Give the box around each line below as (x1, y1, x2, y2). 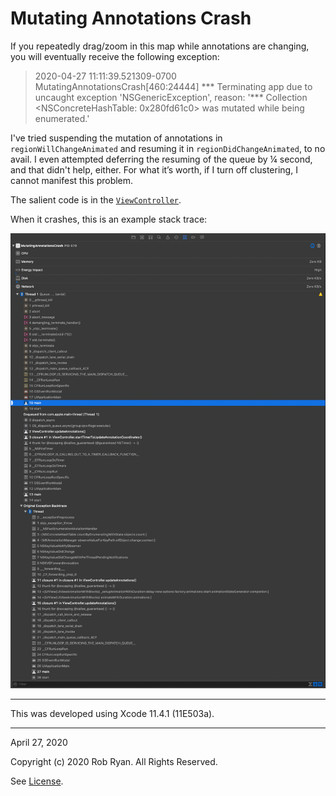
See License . (10, 775, 64, 787)
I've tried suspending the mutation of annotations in (10, 132, 223, 144)
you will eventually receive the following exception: (10, 50, 220, 62)
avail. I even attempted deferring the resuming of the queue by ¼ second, (10, 153, 313, 165)
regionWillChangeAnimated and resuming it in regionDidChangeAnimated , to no (10, 142, 326, 154)
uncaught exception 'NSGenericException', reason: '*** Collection (34, 91, 308, 103)
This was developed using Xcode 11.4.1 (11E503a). (10, 707, 215, 719)
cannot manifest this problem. (10, 174, 134, 186)
